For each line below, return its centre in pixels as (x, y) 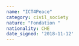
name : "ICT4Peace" (29, 12)
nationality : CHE (28, 28)
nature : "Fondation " (33, 23)
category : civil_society (37, 17)
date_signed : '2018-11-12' (40, 34)
